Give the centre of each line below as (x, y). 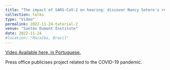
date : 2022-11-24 (24, 33)
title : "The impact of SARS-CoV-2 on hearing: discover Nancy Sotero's (82, 10)
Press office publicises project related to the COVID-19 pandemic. (74, 62)
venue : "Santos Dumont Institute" (42, 29)
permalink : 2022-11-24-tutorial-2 (42, 24)
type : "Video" (20, 19)
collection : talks (25, 15)
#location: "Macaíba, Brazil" (37, 38)
